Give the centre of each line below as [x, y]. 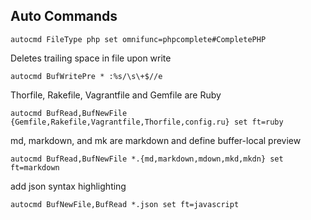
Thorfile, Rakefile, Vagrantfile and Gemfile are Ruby [116, 95]
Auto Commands [64, 16]
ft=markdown [35, 167]
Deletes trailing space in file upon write [91, 58]
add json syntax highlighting [68, 186]
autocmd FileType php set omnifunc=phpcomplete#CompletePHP [138, 39]
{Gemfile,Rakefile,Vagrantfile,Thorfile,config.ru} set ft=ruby [147, 122]
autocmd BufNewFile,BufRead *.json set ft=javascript [125, 204]
